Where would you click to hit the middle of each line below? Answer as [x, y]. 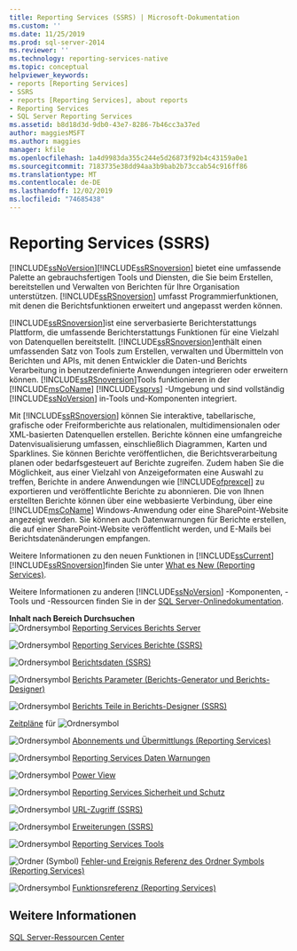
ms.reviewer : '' [39, 51]
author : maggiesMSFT [47, 133]
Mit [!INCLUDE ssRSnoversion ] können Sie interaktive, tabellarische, [133, 415]
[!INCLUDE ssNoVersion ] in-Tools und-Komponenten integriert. [123, 398]
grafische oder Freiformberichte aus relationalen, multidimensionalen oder [145, 425]
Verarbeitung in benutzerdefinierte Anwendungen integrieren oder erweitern [148, 370]
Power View [94, 775]
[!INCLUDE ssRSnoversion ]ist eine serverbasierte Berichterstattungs [133, 323]
